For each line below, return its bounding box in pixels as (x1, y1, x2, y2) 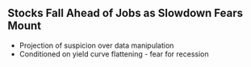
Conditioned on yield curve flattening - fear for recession (19, 48, 209, 59)
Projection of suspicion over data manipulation (19, 40, 174, 50)
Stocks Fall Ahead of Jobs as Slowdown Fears (7, 6, 244, 20)
